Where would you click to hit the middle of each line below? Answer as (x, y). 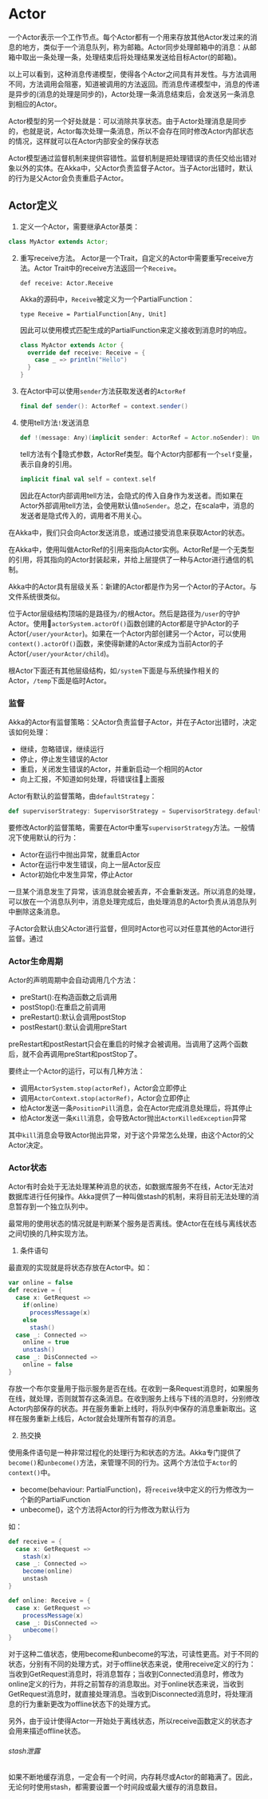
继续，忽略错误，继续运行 (62, 749)
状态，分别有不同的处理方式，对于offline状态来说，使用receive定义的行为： (132, 1664)
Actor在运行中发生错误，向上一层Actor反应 (90, 864)
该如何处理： (29, 732)
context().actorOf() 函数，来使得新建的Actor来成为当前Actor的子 (116, 643)
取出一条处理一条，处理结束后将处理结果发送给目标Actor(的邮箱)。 (131, 57)
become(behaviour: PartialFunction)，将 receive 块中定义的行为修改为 (133, 1489)
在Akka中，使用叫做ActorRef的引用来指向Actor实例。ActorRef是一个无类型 (131, 550)
